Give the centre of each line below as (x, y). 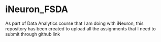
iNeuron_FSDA (37, 9)
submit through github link (33, 34)
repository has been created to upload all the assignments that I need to (80, 28)
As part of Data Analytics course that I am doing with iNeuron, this (74, 23)
